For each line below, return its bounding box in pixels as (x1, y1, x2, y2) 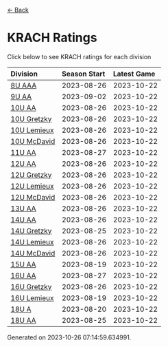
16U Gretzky (10, 282, 52, 291)
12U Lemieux (10, 181, 54, 191)
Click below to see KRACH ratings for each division (7, 52, 152, 61)
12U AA (10, 158, 36, 168)
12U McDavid (10, 192, 56, 202)
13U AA (10, 203, 36, 213)
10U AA (10, 103, 36, 112)
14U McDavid (10, 248, 56, 257)
